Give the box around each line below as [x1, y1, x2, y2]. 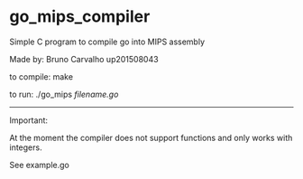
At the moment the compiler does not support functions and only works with [9, 132, 293, 143]
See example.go [9, 159, 69, 170]
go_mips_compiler [9, 6, 151, 27]
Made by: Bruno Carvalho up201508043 [9, 53, 160, 64]
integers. [9, 142, 42, 153]
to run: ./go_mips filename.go [9, 89, 119, 99]
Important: [9, 115, 48, 126]
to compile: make [9, 71, 74, 82]
